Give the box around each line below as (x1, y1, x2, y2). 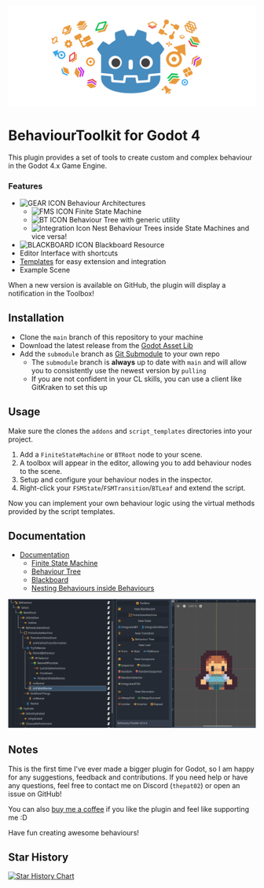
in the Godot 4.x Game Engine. (8, 160, 108, 171)
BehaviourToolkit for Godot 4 (8, 127, 200, 144)
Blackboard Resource (94, 240, 165, 249)
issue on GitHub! (8, 789, 62, 798)
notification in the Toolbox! (8, 289, 94, 298)
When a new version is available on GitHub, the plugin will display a (8, 281, 226, 289)
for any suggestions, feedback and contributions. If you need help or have (8, 772, 248, 782)
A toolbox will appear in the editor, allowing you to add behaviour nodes (19, 458, 252, 468)
